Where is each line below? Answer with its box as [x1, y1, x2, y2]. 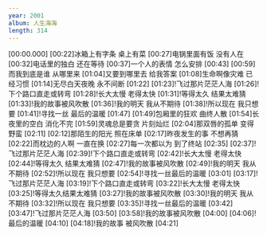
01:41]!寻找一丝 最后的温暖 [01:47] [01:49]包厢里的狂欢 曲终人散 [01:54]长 [19, 109, 260, 119]
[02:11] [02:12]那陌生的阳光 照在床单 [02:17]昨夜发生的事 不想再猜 [23, 129, 239, 139]
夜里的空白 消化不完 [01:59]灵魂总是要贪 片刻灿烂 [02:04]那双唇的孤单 [8, 119, 239, 128]
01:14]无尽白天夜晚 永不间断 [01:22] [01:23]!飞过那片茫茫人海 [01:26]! [33, 79, 260, 88]
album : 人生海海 [8, 19, 57, 27]
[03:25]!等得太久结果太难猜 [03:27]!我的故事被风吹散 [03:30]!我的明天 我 [8, 189, 247, 198]
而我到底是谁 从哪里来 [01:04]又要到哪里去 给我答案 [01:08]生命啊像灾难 [8, 69, 245, 79]
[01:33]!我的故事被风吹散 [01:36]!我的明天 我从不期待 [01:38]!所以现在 [8, 99, 237, 108]
